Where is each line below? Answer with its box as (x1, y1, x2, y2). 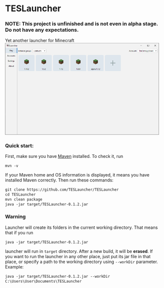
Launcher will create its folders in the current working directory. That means (5, 224, 158, 230)
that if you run (5, 229, 33, 235)
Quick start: (5, 142, 34, 149)
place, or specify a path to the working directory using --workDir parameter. (5, 259, 158, 265)
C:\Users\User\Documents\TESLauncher (5, 279, 82, 284)
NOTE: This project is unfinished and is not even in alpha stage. (5, 21, 158, 27)
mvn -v (5, 163, 19, 169)
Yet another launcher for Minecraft (5, 38, 75, 44)
